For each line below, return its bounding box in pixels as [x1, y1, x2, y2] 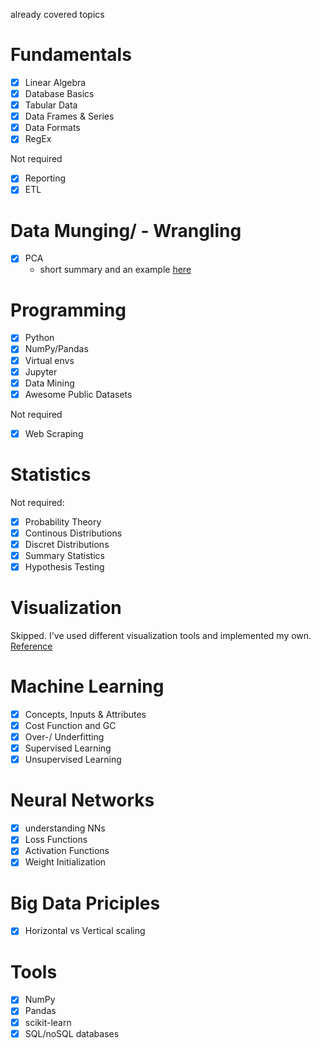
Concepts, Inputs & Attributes [24, 708, 147, 720]
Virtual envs [24, 354, 75, 366]
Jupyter [24, 365, 58, 378]
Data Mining [24, 377, 75, 389]
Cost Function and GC [24, 720, 117, 731]
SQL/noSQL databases [24, 1027, 120, 1039]
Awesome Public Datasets [24, 388, 133, 400]
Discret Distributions [24, 538, 110, 550]
